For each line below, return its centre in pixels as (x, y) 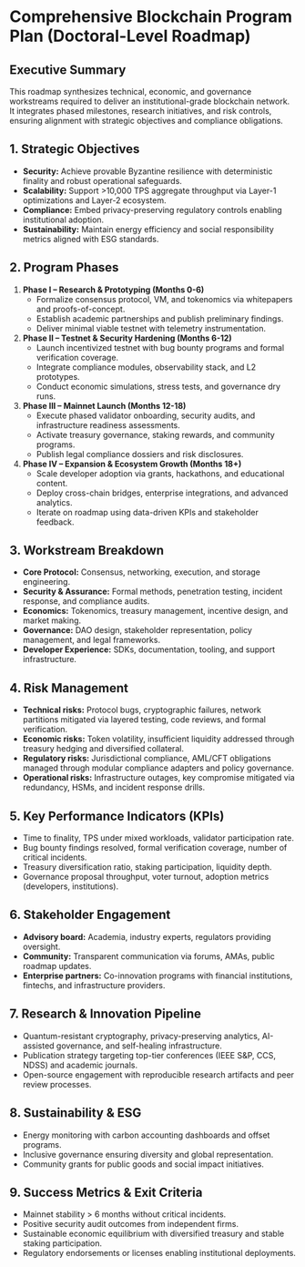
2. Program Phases (64, 267)
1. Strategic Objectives (75, 149)
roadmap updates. (57, 966)
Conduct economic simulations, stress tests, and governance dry (158, 386)
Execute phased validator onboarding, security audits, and (146, 415)
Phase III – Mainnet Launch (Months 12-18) (104, 405)
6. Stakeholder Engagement (90, 915)
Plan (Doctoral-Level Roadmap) (130, 36)
